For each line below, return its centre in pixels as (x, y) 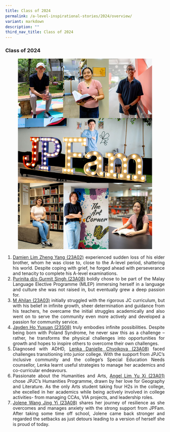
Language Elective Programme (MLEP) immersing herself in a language (89, 284)
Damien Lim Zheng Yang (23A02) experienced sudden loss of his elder (89, 257)
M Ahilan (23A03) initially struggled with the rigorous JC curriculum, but (89, 300)
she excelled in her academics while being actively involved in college (89, 392)
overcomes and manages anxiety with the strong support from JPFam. (89, 408)
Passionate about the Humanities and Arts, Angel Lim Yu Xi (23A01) (89, 376)
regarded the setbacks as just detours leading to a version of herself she (89, 419)
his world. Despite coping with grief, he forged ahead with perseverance (89, 268)
